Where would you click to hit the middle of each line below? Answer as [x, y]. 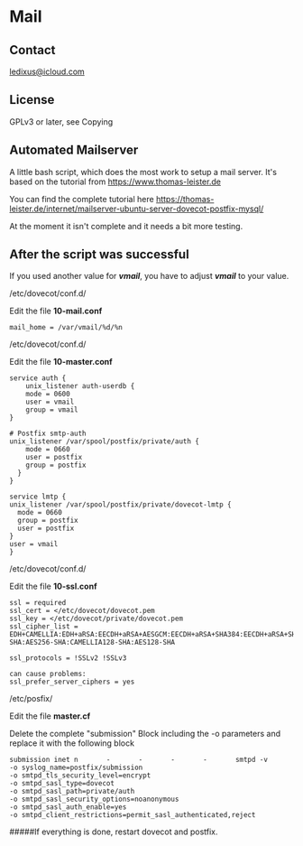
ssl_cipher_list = [44, 627]
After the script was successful [99, 255]
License [32, 100]
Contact [32, 50]
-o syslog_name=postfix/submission [76, 768]
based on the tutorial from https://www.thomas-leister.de [115, 181]
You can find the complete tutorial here [82, 199]
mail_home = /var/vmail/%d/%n [66, 328]
